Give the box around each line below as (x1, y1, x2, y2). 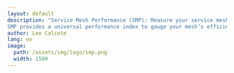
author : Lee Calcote (7, 29, 68, 37)
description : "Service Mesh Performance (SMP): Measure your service (7, 17, 214, 24)
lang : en (7, 36, 33, 43)
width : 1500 (13, 56, 49, 63)
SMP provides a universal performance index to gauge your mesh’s (7, 23, 204, 30)
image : (7, 42, 26, 49)
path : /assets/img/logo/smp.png (13, 49, 108, 56)
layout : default (7, 10, 54, 17)
